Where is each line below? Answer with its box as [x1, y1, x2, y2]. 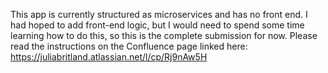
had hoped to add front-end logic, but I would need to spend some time [10, 19, 305, 31]
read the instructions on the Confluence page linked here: [10, 40, 248, 52]
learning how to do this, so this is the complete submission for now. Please [10, 30, 318, 41]
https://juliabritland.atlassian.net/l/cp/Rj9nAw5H [10, 51, 208, 63]
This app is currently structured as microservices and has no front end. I [10, 9, 308, 20]
